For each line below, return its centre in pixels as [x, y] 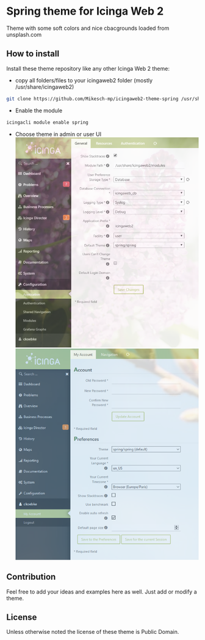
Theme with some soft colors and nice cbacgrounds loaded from [88, 28]
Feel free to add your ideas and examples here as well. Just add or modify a [102, 591]
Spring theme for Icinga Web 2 [85, 11]
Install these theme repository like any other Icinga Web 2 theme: [88, 68]
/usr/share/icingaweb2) [45, 87]
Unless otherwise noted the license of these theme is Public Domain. [93, 632]
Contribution [31, 577]
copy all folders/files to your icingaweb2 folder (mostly [84, 80]
